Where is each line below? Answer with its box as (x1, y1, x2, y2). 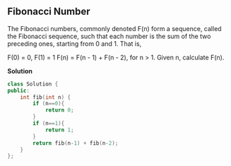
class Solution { (7, 81, 59, 88)
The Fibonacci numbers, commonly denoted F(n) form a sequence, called (7, 24, 222, 32)
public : (7, 87, 30, 94)
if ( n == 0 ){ (32, 100, 65, 107)
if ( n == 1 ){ (32, 120, 65, 127)
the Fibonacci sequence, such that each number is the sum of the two (7, 32, 211, 40)
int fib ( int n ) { (20, 93, 71, 101)
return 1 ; (45, 126, 74, 134)
